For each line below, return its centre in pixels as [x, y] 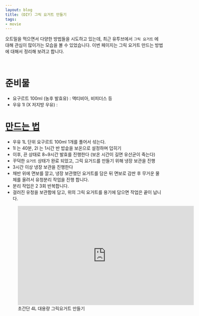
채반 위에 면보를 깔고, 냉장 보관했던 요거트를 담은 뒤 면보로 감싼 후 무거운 [83, 173]
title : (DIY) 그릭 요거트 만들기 [36, 15]
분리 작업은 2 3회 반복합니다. [41, 186]
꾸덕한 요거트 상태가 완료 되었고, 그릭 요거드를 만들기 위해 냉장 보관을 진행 [84, 161]
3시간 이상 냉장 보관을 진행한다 [43, 167]
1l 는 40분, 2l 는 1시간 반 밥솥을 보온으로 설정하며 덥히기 [67, 148]
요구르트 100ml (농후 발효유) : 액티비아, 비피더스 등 [62, 98]
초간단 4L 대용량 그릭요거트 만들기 [52, 308]
